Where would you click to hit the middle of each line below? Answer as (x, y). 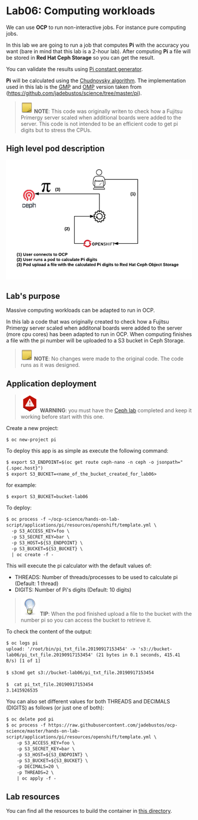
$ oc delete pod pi (30, 719)
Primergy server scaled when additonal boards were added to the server (94, 328)
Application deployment (51, 384)
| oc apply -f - (37, 779)
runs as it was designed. (50, 365)
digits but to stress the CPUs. (56, 130)
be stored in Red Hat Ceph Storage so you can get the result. (80, 57)
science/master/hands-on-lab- (43, 731)
